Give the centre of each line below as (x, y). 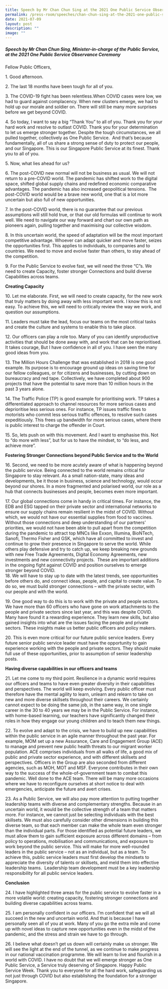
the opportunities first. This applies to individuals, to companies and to (78, 245)
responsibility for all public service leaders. (49, 873)
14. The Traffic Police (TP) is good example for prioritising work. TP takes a (82, 398)
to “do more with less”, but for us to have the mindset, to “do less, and (77, 440)
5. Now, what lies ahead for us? (37, 163)
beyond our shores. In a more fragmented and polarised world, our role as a (83, 486)
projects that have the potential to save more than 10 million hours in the (79, 383)
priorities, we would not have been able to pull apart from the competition (81, 528)
